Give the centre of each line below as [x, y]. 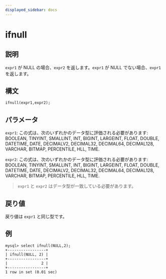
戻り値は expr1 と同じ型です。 [36, 216]
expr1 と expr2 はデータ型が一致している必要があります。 [77, 186]
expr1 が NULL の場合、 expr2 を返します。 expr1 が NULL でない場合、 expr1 [83, 67]
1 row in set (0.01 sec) [31, 272]
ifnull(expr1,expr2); [28, 103]
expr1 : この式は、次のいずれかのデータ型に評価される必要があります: [77, 133]
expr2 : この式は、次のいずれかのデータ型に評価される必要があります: [77, 160]
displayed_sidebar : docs [31, 10]
